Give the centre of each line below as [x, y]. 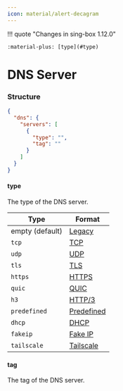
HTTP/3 [82, 300]
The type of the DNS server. [48, 202]
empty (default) [37, 231]
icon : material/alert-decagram [53, 14]
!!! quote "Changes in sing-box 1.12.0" [61, 34]
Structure [24, 97]
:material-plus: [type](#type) [53, 46]
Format [88, 219]
